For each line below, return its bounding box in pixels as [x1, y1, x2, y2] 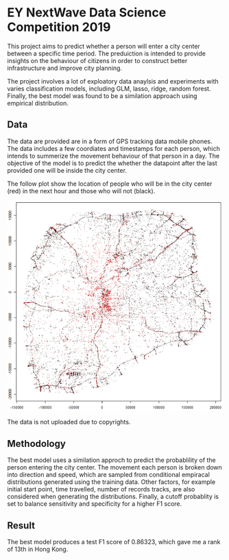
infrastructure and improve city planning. [7, 64, 122, 72]
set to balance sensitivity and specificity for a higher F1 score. [7, 500, 182, 508]
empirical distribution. [7, 99, 69, 107]
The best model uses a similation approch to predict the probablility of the [7, 456, 216, 464]
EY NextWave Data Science [7, 5, 167, 21]
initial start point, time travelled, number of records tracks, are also [7, 485, 195, 494]
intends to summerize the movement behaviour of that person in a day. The [7, 151, 220, 160]
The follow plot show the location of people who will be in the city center [7, 180, 213, 188]
